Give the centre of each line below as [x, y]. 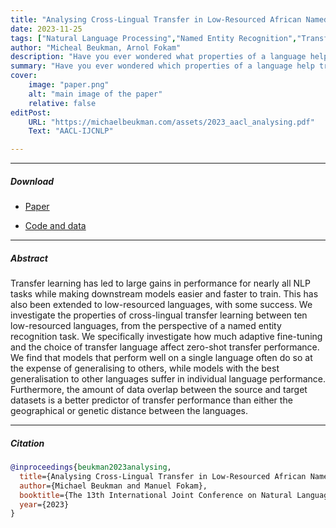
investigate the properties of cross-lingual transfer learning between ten [159, 315]
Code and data [55, 226]
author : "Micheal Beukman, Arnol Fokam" [96, 47]
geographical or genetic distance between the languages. [129, 411]
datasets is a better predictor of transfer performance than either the [151, 400]
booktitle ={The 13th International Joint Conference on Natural [156, 495]
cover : [24, 76]
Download [32, 181]
